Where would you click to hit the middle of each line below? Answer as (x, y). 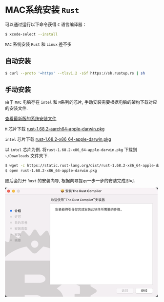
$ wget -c (15, 166)
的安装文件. (17, 108)
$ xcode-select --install (31, 34)
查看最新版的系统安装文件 (31, 119)
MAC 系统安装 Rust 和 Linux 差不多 (38, 44)
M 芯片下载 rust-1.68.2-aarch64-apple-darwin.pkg (55, 129)
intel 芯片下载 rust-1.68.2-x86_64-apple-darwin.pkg (58, 139)
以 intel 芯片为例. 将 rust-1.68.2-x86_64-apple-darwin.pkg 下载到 (71, 150)
